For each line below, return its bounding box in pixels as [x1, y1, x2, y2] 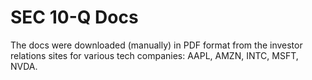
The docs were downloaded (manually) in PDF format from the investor [10, 39, 303, 51]
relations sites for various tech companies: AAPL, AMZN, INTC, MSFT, [10, 49, 299, 61]
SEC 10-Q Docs [10, 6, 139, 29]
